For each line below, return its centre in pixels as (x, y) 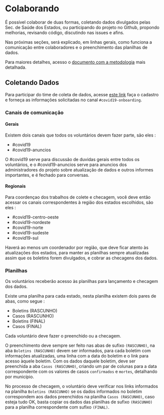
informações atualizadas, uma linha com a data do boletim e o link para (77, 356)
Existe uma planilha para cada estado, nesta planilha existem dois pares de (81, 296)
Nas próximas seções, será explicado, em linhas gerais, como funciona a (79, 42)
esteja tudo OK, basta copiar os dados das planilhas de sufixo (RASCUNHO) (79, 402)
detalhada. (16, 67)
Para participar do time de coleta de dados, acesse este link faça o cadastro (82, 94)
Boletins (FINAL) (29, 321)
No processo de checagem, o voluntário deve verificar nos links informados (82, 387)
